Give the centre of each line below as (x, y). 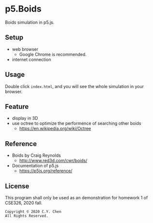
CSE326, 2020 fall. (24, 203)
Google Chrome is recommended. (53, 54)
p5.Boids (23, 9)
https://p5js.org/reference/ (46, 171)
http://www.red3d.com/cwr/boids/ (53, 161)
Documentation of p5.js (35, 166)
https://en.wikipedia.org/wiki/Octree (55, 129)
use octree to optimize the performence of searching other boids (76, 123)
